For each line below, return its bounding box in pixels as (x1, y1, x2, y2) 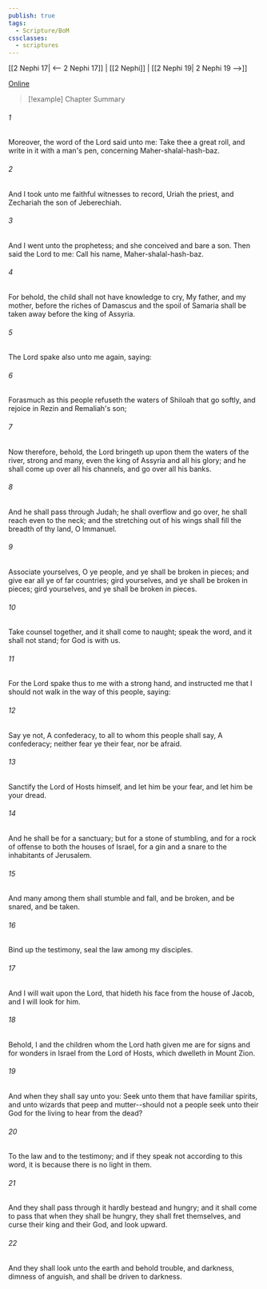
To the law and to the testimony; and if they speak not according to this (8, 1151, 243, 1161)
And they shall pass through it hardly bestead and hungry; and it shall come (8, 1203, 257, 1212)
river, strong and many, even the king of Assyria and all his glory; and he (8, 455, 246, 465)
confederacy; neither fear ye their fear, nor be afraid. (8, 739, 182, 748)
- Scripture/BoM (15, 26, 70, 34)
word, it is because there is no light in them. (8, 1160, 152, 1170)
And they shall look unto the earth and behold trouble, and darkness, (8, 1263, 234, 1272)
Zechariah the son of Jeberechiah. (8, 198, 122, 207)
